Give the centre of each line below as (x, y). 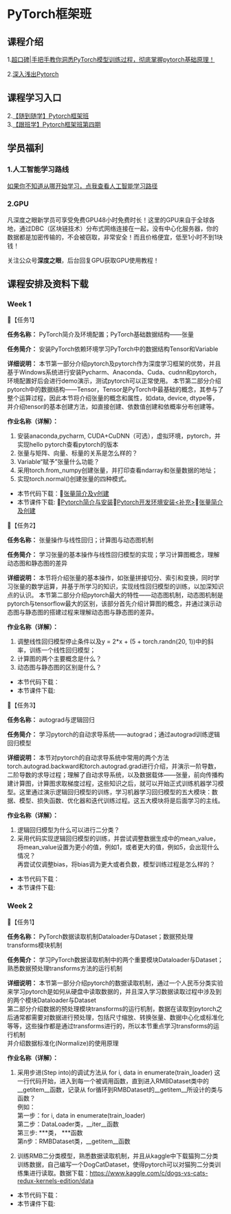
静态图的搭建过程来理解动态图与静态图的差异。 (91, 613)
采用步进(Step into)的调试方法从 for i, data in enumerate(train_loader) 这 (119, 1072)
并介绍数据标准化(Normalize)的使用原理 (63, 1043)
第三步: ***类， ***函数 (50, 1132)
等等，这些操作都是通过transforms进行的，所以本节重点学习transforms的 (110, 1025)
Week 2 (20, 906)
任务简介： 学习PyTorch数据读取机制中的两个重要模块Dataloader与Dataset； (115, 959)
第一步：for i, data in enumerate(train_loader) (81, 1115)
